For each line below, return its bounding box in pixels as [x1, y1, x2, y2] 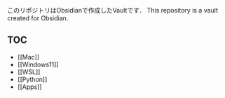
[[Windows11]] [17, 60, 59, 69]
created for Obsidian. [7, 14, 69, 22]
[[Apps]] [17, 83, 42, 91]
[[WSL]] [17, 67, 41, 76]
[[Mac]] [17, 52, 40, 61]
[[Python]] [17, 75, 48, 83]
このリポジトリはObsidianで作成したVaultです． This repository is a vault [7, 6, 219, 14]
